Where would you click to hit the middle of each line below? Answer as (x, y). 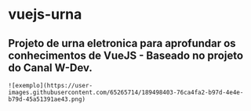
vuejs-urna (45, 14)
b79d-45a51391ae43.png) (47, 99)
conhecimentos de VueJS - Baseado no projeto (126, 55)
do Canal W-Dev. (50, 68)
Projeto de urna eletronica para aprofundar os (122, 43)
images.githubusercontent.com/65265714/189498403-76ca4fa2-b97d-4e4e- (126, 92)
